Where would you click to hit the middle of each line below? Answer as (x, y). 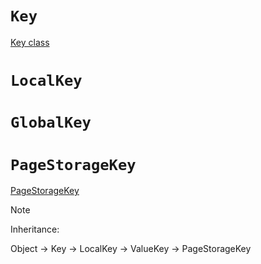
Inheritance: (35, 229)
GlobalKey (51, 122)
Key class (30, 42)
